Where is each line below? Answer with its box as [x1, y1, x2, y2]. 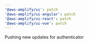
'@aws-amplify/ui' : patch [4, 7, 58, 12]
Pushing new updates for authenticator [4, 34, 84, 40]
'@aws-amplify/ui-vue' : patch [4, 21, 67, 26]
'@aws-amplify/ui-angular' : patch [4, 12, 76, 17]
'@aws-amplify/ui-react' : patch [4, 16, 71, 21]
